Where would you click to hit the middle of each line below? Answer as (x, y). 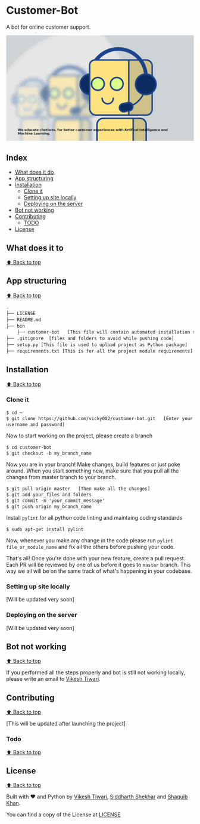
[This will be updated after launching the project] (66, 724)
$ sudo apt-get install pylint (45, 529)
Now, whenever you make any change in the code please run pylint (90, 540)
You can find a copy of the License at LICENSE (63, 814)
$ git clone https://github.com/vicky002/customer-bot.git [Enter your (100, 418)
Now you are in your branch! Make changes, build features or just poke (93, 464)
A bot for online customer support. (49, 27)
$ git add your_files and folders (49, 495)
